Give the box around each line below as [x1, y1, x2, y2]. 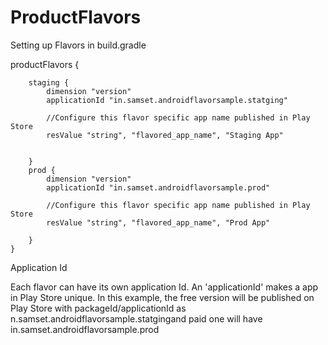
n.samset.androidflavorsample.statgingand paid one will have [10, 312, 263, 325]
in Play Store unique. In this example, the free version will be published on [10, 291, 315, 303]
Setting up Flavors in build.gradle [10, 39, 147, 51]
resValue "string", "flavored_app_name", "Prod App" [46, 217, 271, 228]
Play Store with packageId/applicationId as [10, 302, 187, 314]
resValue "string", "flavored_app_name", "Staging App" [46, 130, 284, 140]
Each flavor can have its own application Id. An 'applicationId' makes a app [10, 281, 319, 293]
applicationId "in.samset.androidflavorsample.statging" [46, 95, 288, 105]
